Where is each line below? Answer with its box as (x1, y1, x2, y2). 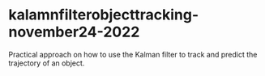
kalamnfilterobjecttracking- (8, 6, 199, 24)
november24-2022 (8, 23, 140, 41)
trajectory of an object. (8, 58, 85, 68)
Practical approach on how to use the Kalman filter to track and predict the (8, 49, 258, 59)
